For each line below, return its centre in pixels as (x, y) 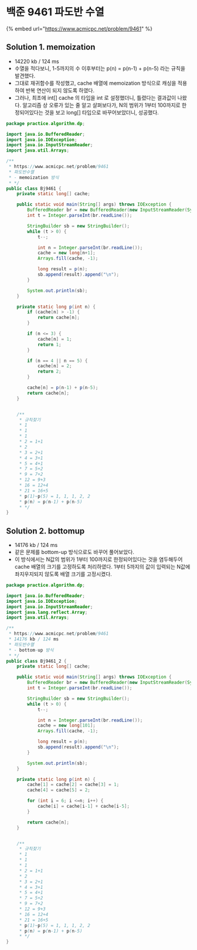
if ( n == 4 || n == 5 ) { (57, 361)
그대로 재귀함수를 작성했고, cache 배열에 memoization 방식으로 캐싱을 (95, 83)
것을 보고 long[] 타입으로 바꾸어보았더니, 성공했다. (102, 112)
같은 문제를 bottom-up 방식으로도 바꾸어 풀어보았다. (74, 552)
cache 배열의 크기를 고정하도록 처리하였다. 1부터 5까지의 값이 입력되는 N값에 (102, 567)
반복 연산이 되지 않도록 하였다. (60, 90)
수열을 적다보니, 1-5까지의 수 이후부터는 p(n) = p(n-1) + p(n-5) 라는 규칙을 (100, 68)
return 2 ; (49, 372)
